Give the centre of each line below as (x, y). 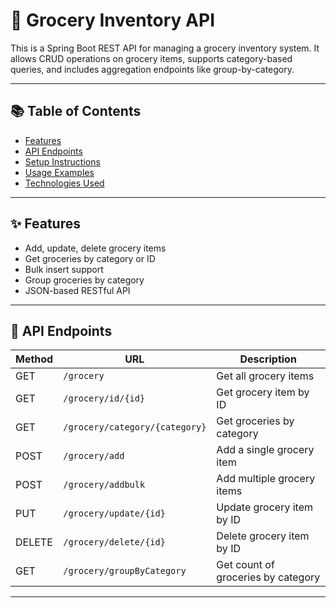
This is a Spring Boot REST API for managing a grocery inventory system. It (165, 48)
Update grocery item (265, 507)
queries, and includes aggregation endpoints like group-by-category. (152, 69)
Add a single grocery (265, 450)
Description (268, 359)
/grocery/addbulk (104, 485)
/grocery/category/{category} (135, 427)
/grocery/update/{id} (114, 513)
